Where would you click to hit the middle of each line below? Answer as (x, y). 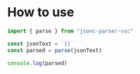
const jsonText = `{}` (40, 44)
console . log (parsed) (38, 63)
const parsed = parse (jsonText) (55, 50)
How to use (41, 12)
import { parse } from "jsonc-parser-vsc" (70, 31)
